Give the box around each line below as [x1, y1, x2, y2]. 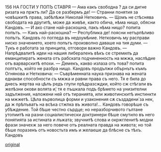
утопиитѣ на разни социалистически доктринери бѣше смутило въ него [5, 112, 155, 117]
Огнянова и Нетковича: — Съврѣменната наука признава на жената [5, 71, 146, 76]
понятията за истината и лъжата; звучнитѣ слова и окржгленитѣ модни [5, 117, 153, 123]
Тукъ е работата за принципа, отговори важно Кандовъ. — [5, 45, 127, 51]
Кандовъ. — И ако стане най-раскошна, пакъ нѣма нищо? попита [5, 25, 141, 30]
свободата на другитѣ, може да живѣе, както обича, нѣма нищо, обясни [5, 19, 156, 25]
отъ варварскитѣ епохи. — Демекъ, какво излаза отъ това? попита [5, 60, 144, 66]
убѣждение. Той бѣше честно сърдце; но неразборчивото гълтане [5, 107, 143, 112]
